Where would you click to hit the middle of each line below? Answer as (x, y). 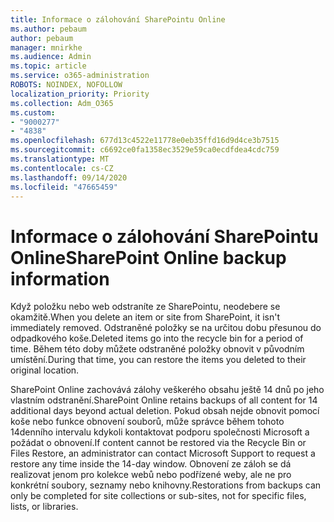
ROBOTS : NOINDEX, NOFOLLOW (66, 85)
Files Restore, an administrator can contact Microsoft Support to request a (163, 453)
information (60, 278)
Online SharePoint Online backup (148, 257)
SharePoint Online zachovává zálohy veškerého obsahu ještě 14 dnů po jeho (167, 390)
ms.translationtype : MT (60, 159)
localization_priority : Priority (80, 94)
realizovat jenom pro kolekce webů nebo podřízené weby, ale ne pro (151, 475)
